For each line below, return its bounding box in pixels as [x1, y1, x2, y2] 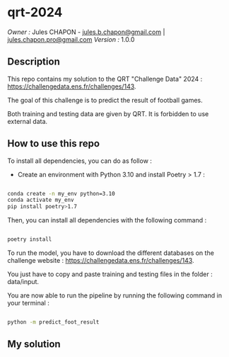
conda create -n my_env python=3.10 [7, 190, 115, 197]
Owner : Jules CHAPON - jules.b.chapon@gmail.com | [7, 28, 165, 36]
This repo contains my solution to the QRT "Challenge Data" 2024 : [7, 74, 203, 83]
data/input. [7, 278, 40, 286]
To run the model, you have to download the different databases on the [7, 249, 214, 257]
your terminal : [7, 299, 49, 307]
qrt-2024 [7, 4, 63, 21]
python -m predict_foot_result [7, 319, 100, 326]
